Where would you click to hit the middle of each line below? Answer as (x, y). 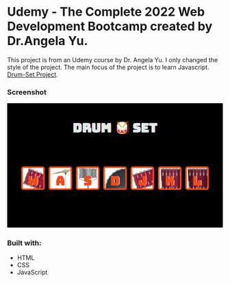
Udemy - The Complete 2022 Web (106, 12)
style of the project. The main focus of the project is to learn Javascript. (108, 67)
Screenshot (27, 92)
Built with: (24, 243)
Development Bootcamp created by (110, 26)
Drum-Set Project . (33, 74)
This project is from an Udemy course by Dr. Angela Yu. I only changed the (113, 59)
